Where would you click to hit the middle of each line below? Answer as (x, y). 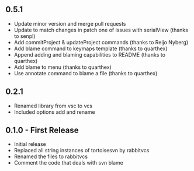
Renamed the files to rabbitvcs (51, 156)
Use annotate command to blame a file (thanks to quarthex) (86, 73)
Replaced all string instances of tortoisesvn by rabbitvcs (82, 151)
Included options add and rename (55, 112)
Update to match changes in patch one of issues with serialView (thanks (101, 30)
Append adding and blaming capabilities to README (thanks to (90, 54)
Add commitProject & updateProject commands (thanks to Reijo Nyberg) (101, 42)
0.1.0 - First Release (42, 130)
